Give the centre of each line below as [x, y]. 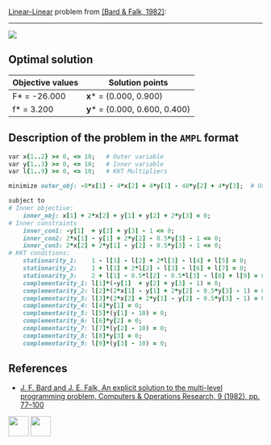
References [38, 369]
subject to [27, 201]
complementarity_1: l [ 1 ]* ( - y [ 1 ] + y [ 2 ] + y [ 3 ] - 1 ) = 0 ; [122, 283]
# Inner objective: [41, 208]
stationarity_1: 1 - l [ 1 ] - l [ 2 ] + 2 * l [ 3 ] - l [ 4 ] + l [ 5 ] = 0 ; [135, 261]
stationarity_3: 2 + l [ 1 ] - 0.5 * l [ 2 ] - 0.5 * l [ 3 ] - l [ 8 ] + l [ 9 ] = [140, 275]
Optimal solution [51, 60]
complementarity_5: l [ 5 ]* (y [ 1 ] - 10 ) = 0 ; [95, 313]
